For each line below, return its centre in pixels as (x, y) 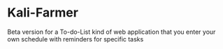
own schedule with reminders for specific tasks (75, 39)
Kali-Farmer (43, 13)
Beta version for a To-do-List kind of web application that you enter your (111, 32)
